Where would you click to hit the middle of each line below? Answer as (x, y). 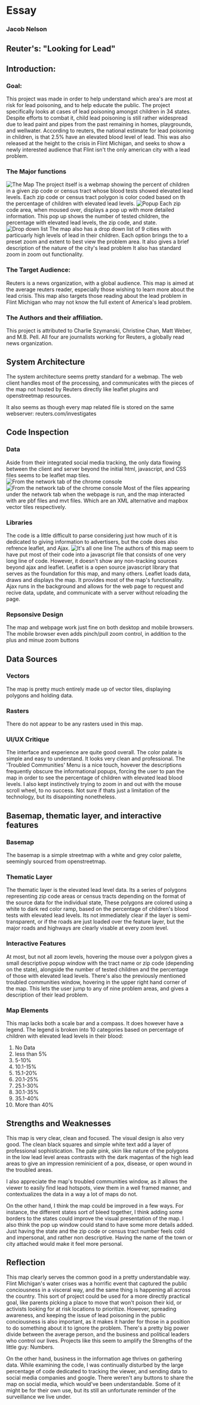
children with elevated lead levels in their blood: (65, 1036)
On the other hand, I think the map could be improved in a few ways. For (95, 1205)
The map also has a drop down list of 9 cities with (110, 229)
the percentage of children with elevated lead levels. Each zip (93, 203)
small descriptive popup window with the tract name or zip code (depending (100, 963)
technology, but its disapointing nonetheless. (61, 797)
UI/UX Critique (28, 739)
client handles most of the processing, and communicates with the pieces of (100, 383)
